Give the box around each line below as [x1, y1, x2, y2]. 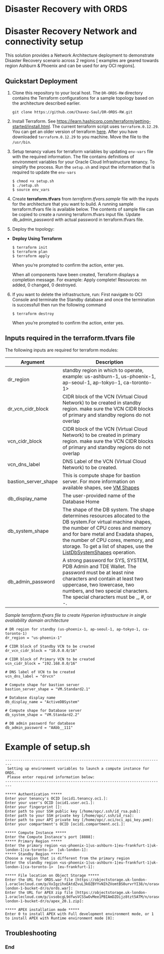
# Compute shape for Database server [5, 708, 82, 713]
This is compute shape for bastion [62, 472, 141, 478]
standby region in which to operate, [62, 367, 144, 373]
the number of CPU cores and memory [62, 524, 151, 531]
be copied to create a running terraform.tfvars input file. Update [12, 211, 141, 217]
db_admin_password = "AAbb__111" [5, 725, 73, 730]
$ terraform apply [12, 253, 50, 259]
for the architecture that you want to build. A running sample [12, 201, 134, 207]
